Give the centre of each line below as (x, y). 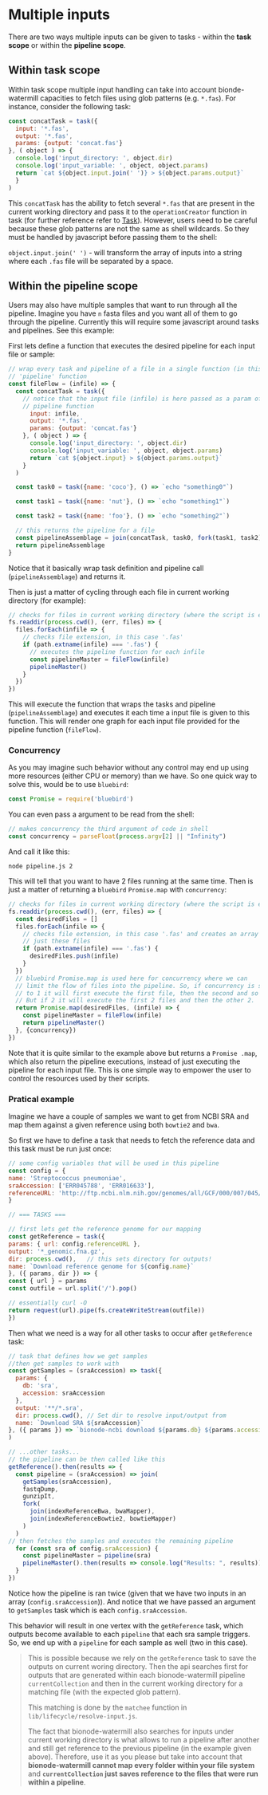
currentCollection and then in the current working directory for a (135, 1683)
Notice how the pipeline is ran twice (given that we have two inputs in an (127, 1593)
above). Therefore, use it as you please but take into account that (135, 1757)
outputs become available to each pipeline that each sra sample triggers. (129, 1634)
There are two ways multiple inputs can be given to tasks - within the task (130, 37)
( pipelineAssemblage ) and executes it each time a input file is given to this (129, 713)
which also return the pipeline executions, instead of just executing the (124, 1061)
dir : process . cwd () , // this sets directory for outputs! (110, 1259)
